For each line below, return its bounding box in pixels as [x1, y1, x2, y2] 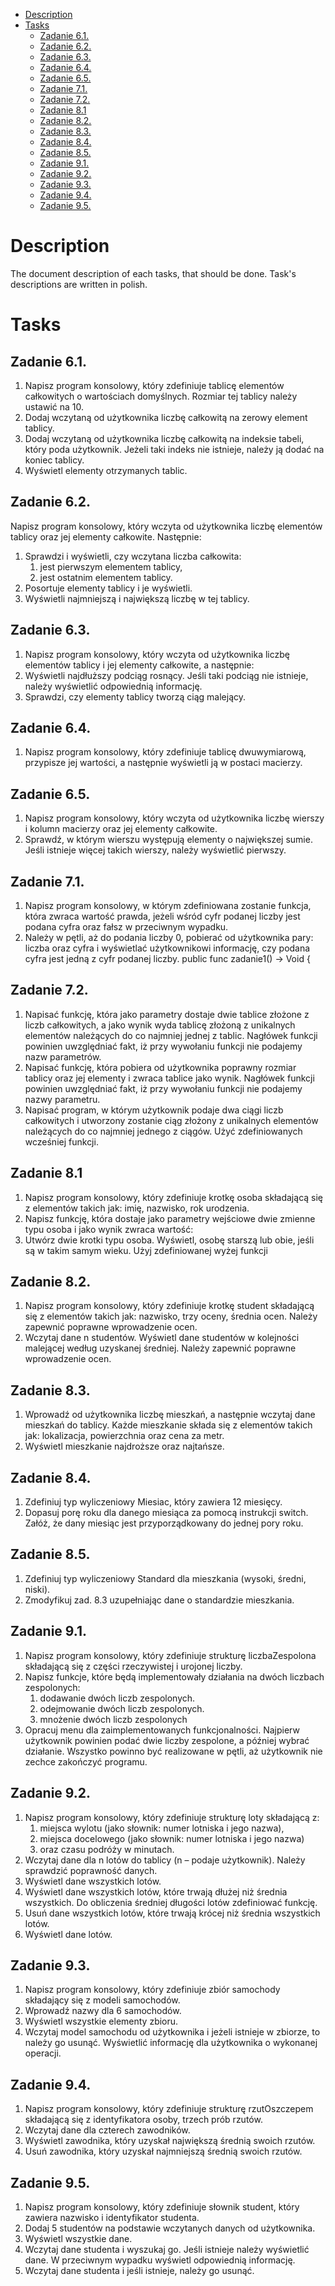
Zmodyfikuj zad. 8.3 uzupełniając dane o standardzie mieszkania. [24, 1594, 295, 1606]
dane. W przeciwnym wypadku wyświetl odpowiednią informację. [24, 2254, 296, 2266]
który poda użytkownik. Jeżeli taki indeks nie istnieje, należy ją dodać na [24, 443, 325, 455]
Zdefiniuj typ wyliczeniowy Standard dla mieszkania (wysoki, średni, [24, 1572, 307, 1584]
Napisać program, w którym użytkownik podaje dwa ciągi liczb [24, 1104, 284, 1116]
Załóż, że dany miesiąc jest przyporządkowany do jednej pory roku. [24, 1517, 304, 1529]
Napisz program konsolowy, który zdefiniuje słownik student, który [24, 2200, 300, 2213]
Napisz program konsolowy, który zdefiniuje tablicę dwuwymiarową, [24, 746, 307, 758]
